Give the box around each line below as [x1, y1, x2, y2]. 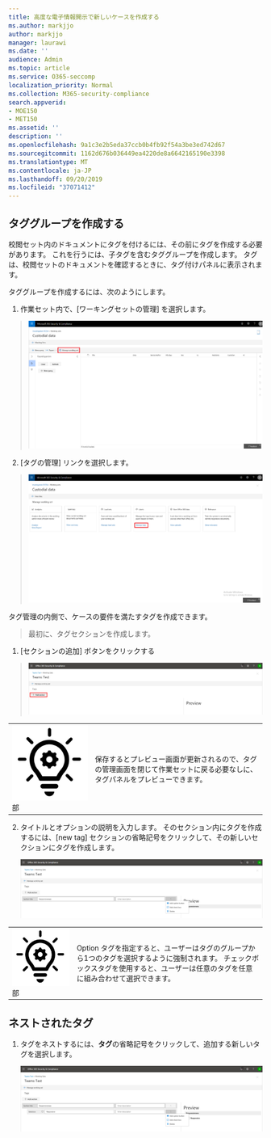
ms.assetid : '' [8, 124, 60, 133]
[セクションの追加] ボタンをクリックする [19, 647, 155, 656]
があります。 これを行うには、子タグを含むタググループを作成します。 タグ [8, 249, 258, 259]
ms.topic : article [8, 65, 70, 73]
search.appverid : [8, 98, 67, 107]
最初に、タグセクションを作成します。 [27, 629, 155, 639]
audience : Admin [8, 56, 63, 64]
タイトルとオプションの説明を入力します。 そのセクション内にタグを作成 [19, 822, 262, 832]
